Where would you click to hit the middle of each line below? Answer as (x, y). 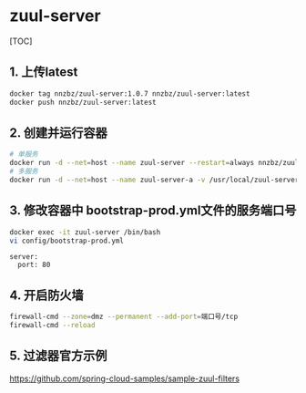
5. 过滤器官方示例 (58, 356)
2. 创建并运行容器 (58, 133)
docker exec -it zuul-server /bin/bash (85, 232)
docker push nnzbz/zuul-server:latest (83, 102)
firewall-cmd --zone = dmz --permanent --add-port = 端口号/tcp (124, 317)
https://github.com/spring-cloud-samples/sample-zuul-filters (124, 378)
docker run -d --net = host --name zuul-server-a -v (107, 180)
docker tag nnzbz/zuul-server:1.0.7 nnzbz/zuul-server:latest (130, 93)
